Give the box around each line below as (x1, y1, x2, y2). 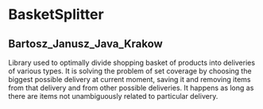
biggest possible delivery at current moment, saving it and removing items (8, 75, 251, 84)
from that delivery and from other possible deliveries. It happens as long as (8, 83, 254, 92)
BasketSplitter (8, 6, 105, 24)
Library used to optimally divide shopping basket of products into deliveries (8, 58, 256, 67)
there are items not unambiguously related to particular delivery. (8, 92, 219, 100)
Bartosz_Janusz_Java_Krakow (8, 37, 163, 51)
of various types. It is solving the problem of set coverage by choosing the (8, 66, 252, 76)
